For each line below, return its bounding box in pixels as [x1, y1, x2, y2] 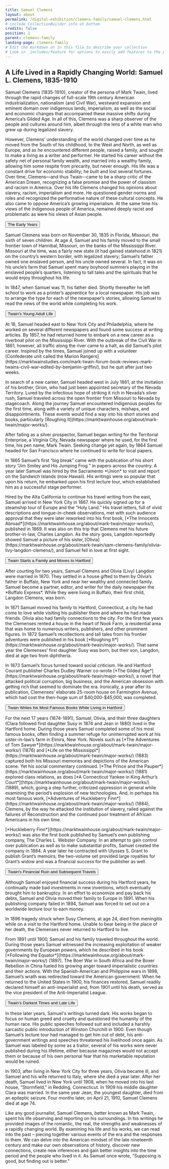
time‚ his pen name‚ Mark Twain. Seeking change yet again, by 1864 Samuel [5, 442, 162, 448]
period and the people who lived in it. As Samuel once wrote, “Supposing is [5, 1153, 161, 1159]
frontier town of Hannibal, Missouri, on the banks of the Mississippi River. [5, 242, 157, 249]
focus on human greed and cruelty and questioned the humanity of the [5, 1016, 152, 1022]
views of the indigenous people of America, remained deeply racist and [5, 206, 153, 212]
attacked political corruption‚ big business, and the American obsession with [5, 679, 163, 685]
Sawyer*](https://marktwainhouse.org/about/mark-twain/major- [21, 742, 153, 748]
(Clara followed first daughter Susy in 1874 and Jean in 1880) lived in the [5, 720, 155, 727]
